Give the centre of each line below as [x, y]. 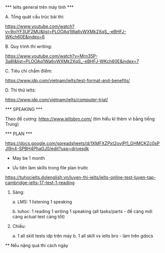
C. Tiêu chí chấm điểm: [29, 71]
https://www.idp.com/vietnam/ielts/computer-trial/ [56, 100]
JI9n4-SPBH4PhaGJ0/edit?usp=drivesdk [47, 149]
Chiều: [19, 226]
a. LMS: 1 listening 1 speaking [42, 202]
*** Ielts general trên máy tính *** [40, 7]
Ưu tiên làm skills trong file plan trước [50, 168]
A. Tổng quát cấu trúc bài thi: [35, 17]
